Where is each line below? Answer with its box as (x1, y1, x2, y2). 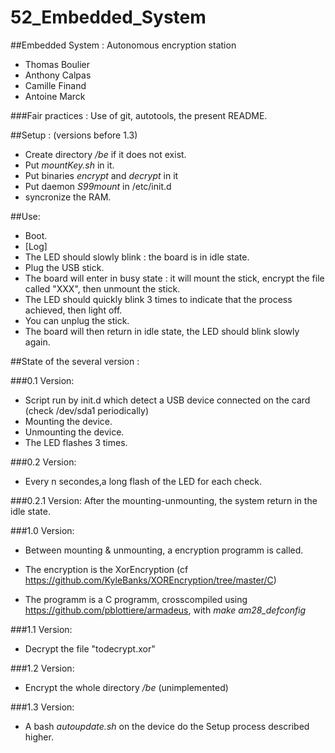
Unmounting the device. (24, 426, 125, 438)
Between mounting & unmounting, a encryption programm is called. (24, 544, 304, 556)
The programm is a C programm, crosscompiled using (24, 593, 248, 605)
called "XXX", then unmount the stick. (24, 282, 181, 295)
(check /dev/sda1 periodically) (24, 404, 150, 416)
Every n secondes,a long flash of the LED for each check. (24, 475, 263, 487)
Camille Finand (24, 79, 87, 91)
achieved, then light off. (24, 304, 123, 316)
